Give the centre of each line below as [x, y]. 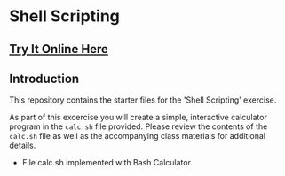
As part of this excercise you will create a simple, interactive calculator [139, 118]
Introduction [44, 78]
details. [23, 145]
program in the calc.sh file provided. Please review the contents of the [139, 126]
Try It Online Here [59, 49]
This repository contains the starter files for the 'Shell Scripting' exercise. [143, 100]
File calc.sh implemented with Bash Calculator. [107, 163]
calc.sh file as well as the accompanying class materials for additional [138, 136]
